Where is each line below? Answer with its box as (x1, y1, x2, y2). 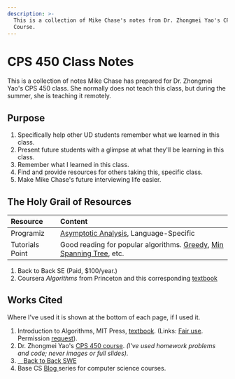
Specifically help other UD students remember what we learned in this (17, 131, 220, 139)
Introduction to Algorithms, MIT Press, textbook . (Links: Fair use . (17, 326, 204, 335)
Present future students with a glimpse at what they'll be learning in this (17, 145, 225, 154)
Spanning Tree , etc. (60, 248, 124, 258)
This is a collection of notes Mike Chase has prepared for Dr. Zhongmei (7, 77, 213, 85)
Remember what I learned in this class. (17, 161, 129, 169)
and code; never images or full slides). (17, 349, 129, 357)
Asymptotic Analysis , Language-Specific (60, 228, 195, 238)
